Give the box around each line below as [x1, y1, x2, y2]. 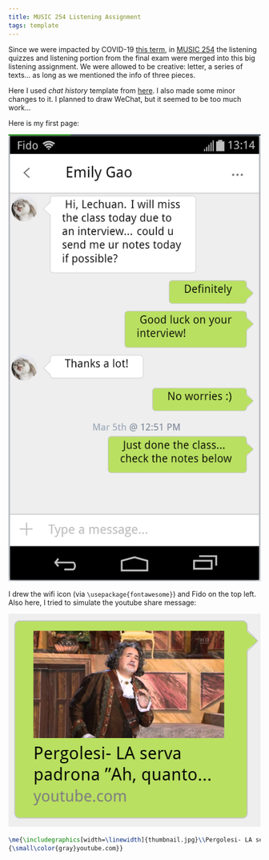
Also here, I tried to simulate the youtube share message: [8, 598, 197, 607]
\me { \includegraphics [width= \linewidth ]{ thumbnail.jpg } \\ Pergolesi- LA [8, 836, 252, 844]
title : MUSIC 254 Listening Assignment [8, 13, 142, 21]
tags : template [8, 21, 59, 30]
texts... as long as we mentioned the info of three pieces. [8, 70, 196, 79]
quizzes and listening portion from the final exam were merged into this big [8, 53, 256, 63]
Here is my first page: [8, 118, 80, 128]
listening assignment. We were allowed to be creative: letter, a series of [8, 61, 243, 71]
